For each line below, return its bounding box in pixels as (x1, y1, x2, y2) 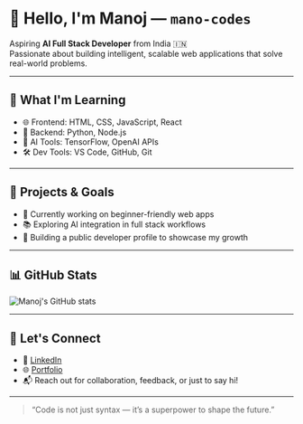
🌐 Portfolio (22, 364, 63, 375)
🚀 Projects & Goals (9, 184, 115, 200)
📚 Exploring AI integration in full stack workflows (22, 219, 207, 230)
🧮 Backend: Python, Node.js (22, 127, 127, 137)
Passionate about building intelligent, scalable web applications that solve (9, 48, 283, 59)
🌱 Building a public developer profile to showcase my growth (22, 231, 249, 242)
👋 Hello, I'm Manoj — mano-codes (9, 8, 252, 29)
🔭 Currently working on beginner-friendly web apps (22, 208, 215, 220)
